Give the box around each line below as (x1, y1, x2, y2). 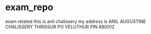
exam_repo (5, 2, 53, 13)
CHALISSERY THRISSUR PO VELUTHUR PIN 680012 (5, 23, 115, 29)
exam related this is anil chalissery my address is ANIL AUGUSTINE (5, 18, 146, 24)
